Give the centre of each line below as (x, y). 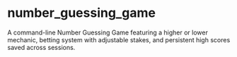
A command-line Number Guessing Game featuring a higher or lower (108, 32)
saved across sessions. (41, 47)
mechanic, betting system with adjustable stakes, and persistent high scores (119, 39)
